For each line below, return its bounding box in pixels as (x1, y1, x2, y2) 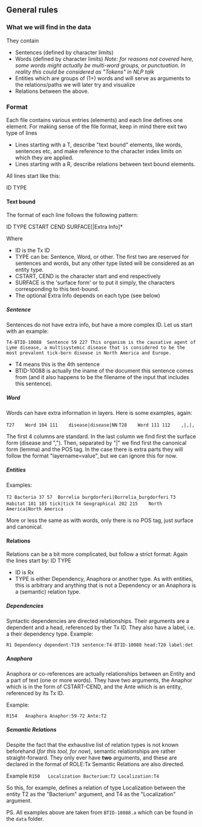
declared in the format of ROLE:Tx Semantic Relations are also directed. (6, 761, 184, 768)
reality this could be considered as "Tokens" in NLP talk (15, 68, 154, 75)
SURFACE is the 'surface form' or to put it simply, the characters (15, 279, 175, 286)
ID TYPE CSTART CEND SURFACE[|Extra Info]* (6, 223, 123, 230)
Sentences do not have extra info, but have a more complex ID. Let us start (6, 321, 192, 329)
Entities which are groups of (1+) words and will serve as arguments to (15, 74, 191, 81)
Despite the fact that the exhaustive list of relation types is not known (6, 741, 179, 749)
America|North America (6, 506, 64, 512)
